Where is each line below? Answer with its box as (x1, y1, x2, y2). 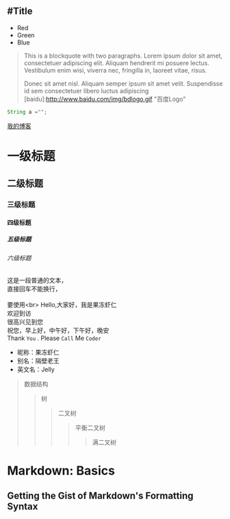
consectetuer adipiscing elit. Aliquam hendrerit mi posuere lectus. (23, 58, 210, 67)
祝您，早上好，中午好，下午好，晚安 (7, 326, 110, 335)
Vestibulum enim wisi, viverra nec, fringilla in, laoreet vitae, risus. (23, 66, 207, 74)
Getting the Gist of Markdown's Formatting (7, 490, 194, 501)
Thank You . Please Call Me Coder (7, 334, 101, 342)
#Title (7, 5, 33, 17)
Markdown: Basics (7, 463, 115, 479)
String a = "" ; (7, 108, 48, 115)
